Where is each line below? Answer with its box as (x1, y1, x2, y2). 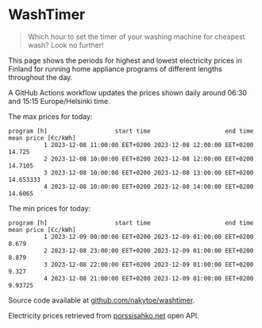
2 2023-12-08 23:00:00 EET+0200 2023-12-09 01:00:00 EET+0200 (43, 246, 254, 255)
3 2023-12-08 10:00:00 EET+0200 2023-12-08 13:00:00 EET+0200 (43, 168, 254, 176)
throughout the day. (8, 72, 73, 82)
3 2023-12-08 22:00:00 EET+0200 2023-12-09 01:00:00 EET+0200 (43, 260, 254, 268)
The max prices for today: (8, 111, 93, 121)
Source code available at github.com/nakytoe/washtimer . (8, 295, 195, 305)
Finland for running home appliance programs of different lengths (8, 64, 222, 73)
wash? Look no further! (27, 40, 105, 49)
